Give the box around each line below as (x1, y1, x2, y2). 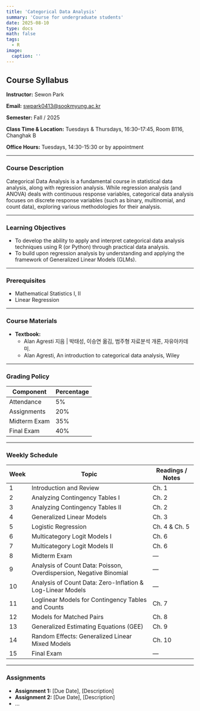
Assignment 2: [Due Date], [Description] (14, 693, 115, 701)
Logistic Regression (32, 523, 87, 531)
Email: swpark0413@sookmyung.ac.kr (6, 103, 101, 110)
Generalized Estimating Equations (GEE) (32, 623, 144, 631)
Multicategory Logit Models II (32, 542, 114, 551)
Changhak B (6, 132, 37, 139)
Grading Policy (6, 372, 49, 381)
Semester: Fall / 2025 (6, 114, 60, 121)
